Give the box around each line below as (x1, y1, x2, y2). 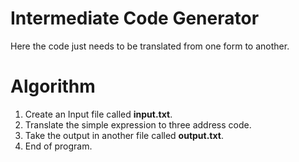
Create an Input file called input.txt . (24, 108, 173, 120)
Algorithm (10, 75, 96, 98)
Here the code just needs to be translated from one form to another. (10, 40, 290, 52)
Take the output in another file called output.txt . (24, 129, 224, 141)
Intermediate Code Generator (10, 7, 260, 30)
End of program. (24, 140, 93, 152)
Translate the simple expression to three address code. (24, 118, 252, 131)
